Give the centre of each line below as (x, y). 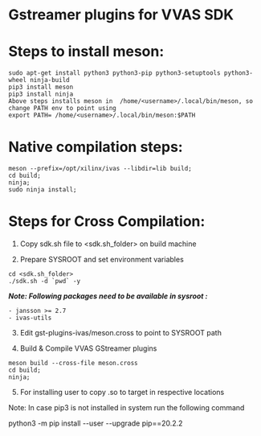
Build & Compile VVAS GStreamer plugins (88, 348)
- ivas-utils (30, 318)
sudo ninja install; (43, 190)
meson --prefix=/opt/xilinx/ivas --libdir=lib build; (100, 169)
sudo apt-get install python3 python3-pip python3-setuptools (114, 73)
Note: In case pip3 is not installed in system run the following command (126, 407)
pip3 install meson (41, 87)
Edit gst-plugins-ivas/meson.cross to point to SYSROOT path (121, 333)
